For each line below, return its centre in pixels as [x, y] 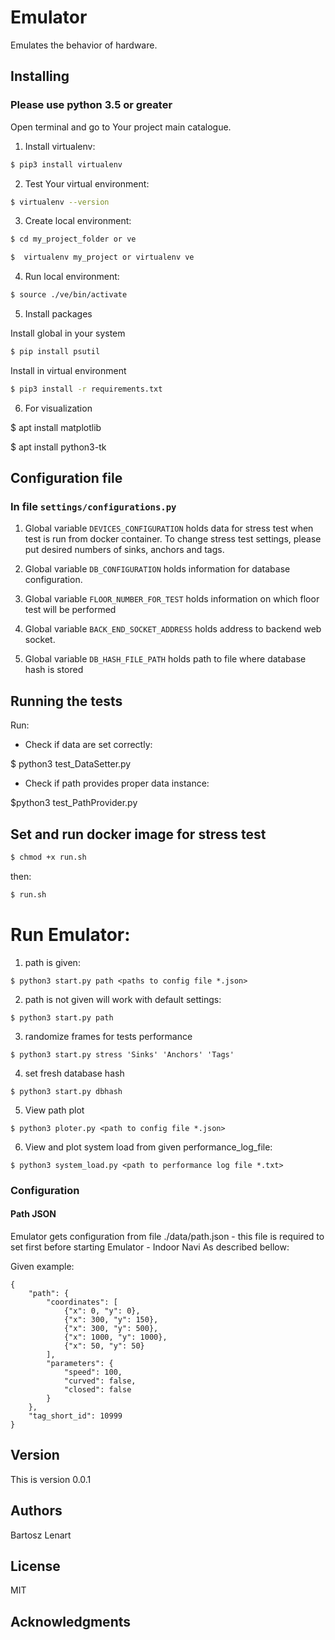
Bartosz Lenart [41, 1535]
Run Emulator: [70, 935]
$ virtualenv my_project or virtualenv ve [102, 257]
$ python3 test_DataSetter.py [71, 764]
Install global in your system [68, 333]
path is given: [52, 962]
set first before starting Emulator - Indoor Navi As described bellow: [150, 1247]
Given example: [42, 1266]
